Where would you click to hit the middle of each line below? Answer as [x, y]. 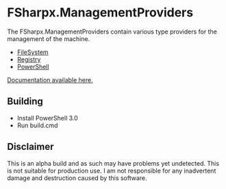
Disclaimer [30, 147]
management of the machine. [49, 38]
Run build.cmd [37, 125]
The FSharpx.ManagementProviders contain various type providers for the [112, 32]
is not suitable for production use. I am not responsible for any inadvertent [112, 171]
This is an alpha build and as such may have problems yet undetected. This [113, 163]
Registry [29, 59]
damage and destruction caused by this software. [77, 178]
